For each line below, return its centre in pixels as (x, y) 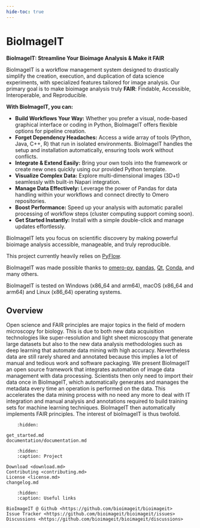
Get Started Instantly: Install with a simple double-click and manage (99, 220)
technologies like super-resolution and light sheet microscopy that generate (100, 338)
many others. (22, 274)
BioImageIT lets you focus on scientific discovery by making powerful (92, 238)
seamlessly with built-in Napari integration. (68, 182)
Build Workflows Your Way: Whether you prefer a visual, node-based (101, 118)
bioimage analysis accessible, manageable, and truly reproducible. (89, 244)
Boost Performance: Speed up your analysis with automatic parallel (99, 207)
